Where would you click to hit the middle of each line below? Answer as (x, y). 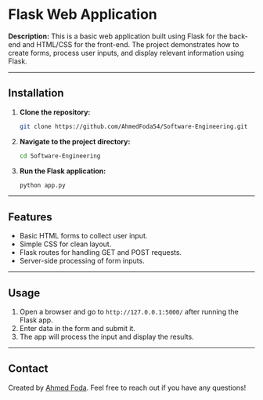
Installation (36, 93)
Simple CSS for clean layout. (65, 244)
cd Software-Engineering (60, 156)
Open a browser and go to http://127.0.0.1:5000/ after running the (129, 312)
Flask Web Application (83, 15)
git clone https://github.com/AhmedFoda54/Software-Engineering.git (133, 126)
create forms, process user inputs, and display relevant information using (126, 53)
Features (30, 217)
